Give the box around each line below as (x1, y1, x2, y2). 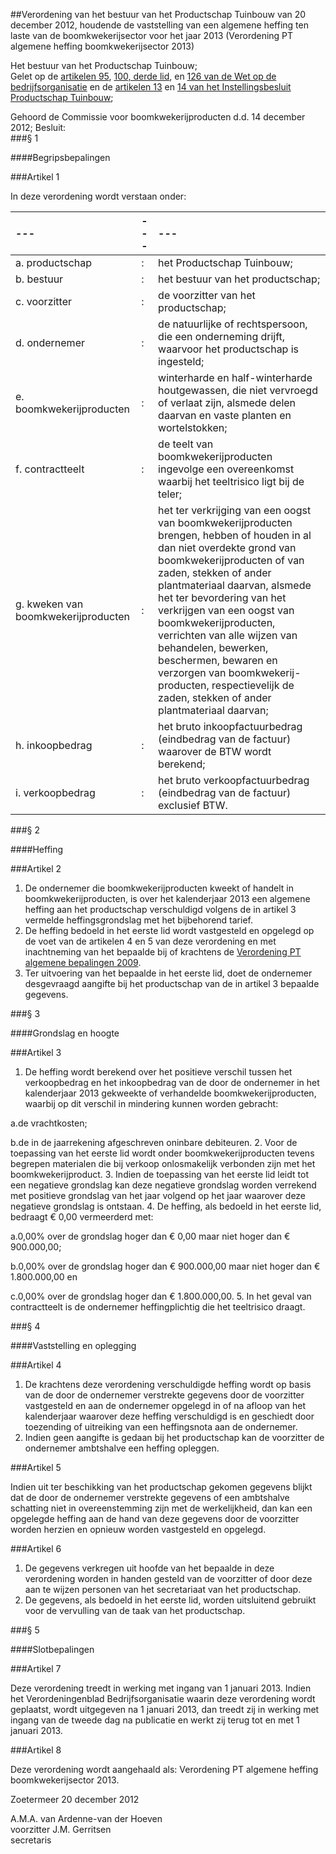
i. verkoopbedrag (15, 786, 96, 799)
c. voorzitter (15, 295, 72, 308)
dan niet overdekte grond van (158, 541, 297, 554)
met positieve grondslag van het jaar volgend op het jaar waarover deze (10, 1190, 307, 1201)
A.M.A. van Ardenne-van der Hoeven (10, 1813, 163, 1824)
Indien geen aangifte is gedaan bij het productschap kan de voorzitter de (24, 1432, 325, 1443)
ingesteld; (158, 355, 205, 368)
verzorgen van (158, 666, 227, 679)
